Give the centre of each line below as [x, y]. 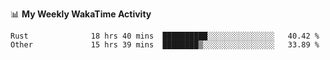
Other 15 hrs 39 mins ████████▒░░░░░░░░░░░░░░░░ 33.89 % [165, 45]
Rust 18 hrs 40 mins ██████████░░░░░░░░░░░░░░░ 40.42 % [165, 36]
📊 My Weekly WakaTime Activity [81, 14]
